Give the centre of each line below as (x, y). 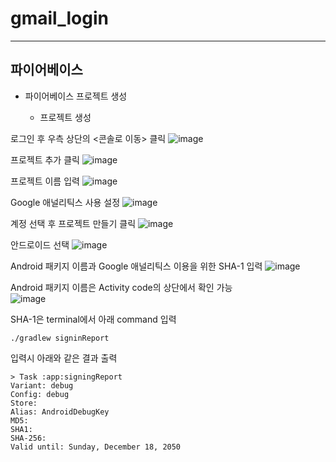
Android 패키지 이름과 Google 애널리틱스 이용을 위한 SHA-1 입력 (136, 266)
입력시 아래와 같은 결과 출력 (64, 358)
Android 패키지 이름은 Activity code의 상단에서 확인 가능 (121, 287)
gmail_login (59, 18)
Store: (24, 403)
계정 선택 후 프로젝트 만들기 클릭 (73, 223)
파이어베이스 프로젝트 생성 (76, 96)
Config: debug (40, 394)
